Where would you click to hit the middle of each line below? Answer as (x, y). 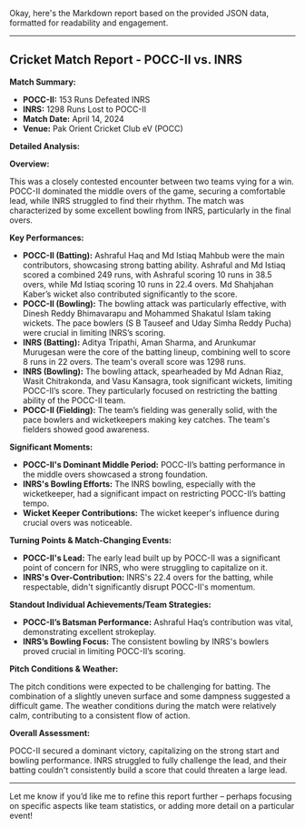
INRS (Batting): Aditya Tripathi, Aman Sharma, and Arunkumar (139, 342)
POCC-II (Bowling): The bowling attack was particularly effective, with (154, 303)
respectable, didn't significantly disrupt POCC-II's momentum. (139, 587)
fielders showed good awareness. (86, 429)
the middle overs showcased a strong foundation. (115, 474)
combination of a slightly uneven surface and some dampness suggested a (150, 696)
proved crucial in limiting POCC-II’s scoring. (104, 651)
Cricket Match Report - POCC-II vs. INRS (126, 60)
